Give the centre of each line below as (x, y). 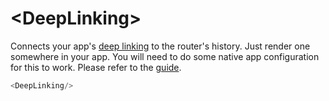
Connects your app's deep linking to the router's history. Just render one (160, 46)
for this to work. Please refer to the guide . (96, 67)
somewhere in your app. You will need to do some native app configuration (165, 56)
